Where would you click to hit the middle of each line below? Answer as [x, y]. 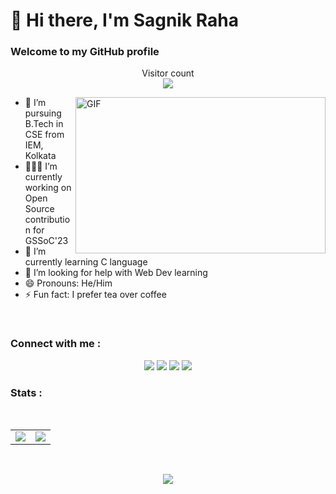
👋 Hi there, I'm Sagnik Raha [124, 20]
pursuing [43, 113]
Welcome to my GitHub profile [85, 52]
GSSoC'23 [46, 241]
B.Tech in [44, 124]
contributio [47, 220]
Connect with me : [56, 344]
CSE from [44, 135]
